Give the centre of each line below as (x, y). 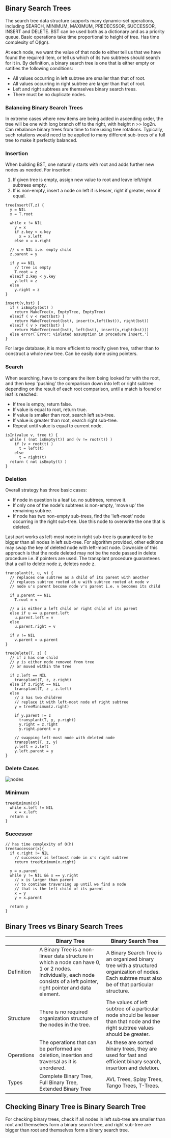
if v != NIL (23, 635)
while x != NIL (26, 223)
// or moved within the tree (41, 666)
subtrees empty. (30, 185)
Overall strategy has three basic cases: (46, 490)
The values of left (127, 1002)
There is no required (63, 1012)
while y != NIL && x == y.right (44, 875)
